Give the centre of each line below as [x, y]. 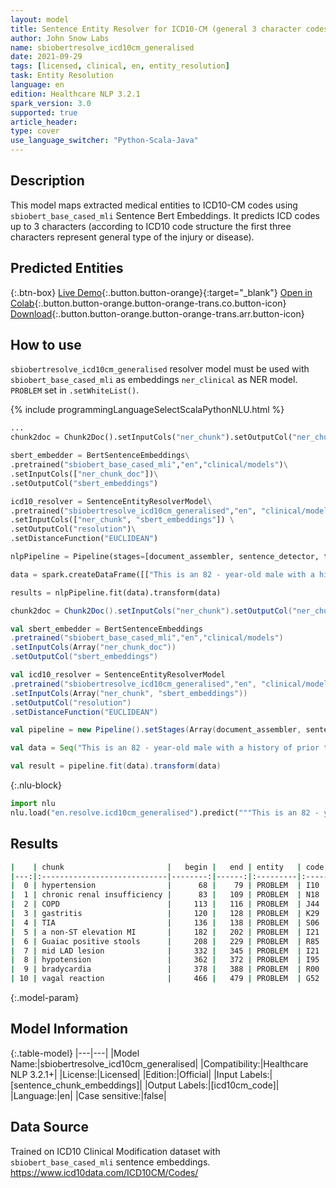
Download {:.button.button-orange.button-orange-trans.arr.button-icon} [157, 313]
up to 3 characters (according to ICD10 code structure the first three [151, 226]
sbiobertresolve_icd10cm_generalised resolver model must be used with [160, 369]
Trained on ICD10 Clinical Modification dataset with [115, 1151]
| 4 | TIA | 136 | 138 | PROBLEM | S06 [165, 922]
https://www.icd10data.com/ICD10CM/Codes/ [104, 1172]
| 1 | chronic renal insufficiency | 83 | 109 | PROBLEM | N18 [165, 895]
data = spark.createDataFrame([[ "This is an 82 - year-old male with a [162, 574]
